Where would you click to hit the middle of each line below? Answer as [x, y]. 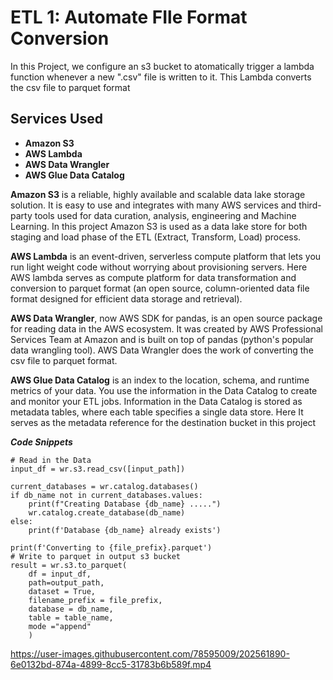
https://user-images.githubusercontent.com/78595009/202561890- [150, 653]
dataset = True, [62, 591]
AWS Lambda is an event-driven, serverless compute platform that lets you [166, 256]
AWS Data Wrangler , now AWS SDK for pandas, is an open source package [166, 318]
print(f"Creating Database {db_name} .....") [125, 504]
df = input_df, [60, 574]
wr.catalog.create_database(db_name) [107, 512]
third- [310, 205]
